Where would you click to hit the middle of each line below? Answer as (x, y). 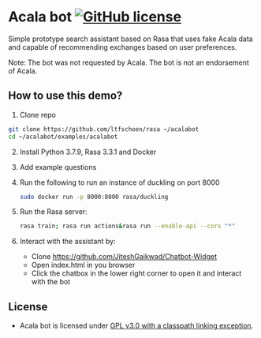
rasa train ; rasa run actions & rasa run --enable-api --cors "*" (127, 226)
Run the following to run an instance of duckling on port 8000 (119, 182)
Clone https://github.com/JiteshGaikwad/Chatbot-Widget (124, 257)
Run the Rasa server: (54, 212)
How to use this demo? (65, 96)
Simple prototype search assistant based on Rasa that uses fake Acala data (131, 39)
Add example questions (58, 167)
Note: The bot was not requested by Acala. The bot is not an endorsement (129, 62)
